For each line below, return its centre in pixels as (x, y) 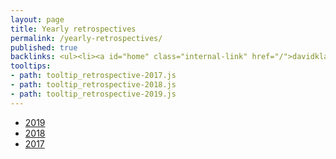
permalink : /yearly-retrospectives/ (86, 38)
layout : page (37, 19)
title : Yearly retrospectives (73, 29)
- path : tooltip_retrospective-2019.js (93, 94)
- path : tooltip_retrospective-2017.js (93, 76)
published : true (44, 47)
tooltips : (31, 66)
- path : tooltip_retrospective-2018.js (93, 85)
